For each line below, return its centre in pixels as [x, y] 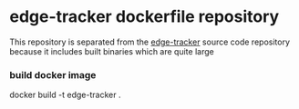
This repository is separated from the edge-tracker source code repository [149, 42]
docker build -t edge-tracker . [65, 95]
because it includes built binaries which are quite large [112, 51]
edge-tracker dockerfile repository [144, 17]
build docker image [53, 74]
